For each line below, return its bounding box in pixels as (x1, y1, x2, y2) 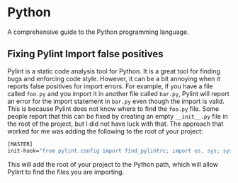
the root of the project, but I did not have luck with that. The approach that (7, 119, 224, 128)
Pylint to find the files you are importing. (7, 167, 125, 176)
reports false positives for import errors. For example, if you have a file (7, 82, 213, 90)
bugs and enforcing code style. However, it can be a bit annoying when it (7, 74, 221, 83)
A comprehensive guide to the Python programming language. (7, 28, 189, 36)
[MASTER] (7, 141, 33, 148)
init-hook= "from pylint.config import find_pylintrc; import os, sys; (7, 147, 220, 154)
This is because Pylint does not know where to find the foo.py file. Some (7, 104, 220, 113)
